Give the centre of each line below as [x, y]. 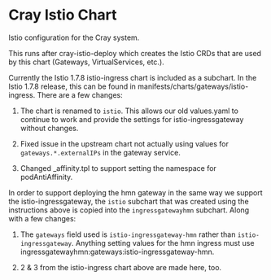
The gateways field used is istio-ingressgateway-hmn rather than [128, 234]
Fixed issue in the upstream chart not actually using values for [125, 143]
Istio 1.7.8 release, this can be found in [72, 86]
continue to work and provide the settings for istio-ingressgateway [132, 119]
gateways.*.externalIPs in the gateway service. [101, 152]
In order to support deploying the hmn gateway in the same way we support [135, 192]
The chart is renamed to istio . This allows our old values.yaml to [129, 111]
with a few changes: [42, 218]
